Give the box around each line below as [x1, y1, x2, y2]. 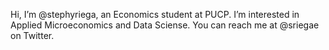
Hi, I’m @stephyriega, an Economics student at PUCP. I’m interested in [10, 9, 300, 20]
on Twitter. [10, 30, 55, 41]
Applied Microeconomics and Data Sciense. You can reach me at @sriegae [10, 19, 320, 31]
